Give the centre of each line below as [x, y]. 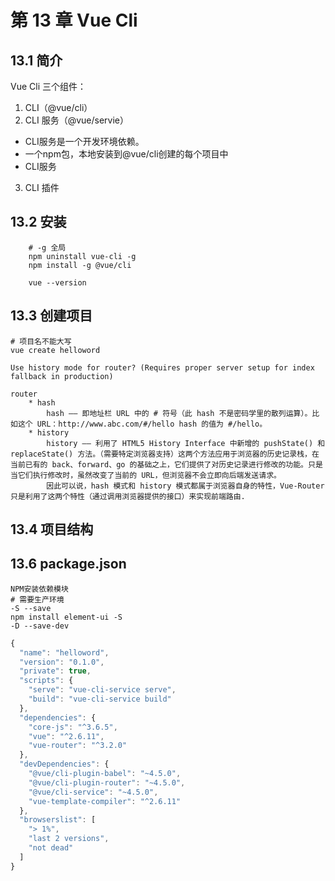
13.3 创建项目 [51, 316]
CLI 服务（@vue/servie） [76, 120]
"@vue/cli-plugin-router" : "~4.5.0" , [107, 782]
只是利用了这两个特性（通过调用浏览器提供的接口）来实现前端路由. [128, 496]
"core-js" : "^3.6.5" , [73, 727]
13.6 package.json [68, 564]
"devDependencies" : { [64, 764]
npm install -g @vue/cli [80, 265]
